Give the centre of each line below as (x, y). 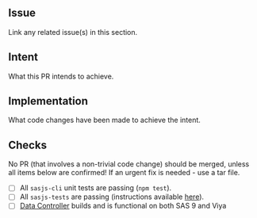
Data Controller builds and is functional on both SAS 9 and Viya (123, 206)
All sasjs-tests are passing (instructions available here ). (112, 197)
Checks (28, 145)
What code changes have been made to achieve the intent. (104, 120)
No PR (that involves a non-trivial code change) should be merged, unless (129, 164)
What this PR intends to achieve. (61, 76)
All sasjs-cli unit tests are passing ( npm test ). (96, 188)
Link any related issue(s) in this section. (73, 32)
